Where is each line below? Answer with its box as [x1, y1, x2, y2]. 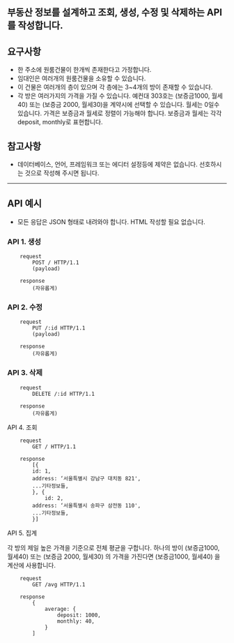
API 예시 [7, 198, 42, 209]
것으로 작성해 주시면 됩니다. [24, 169, 100, 177]
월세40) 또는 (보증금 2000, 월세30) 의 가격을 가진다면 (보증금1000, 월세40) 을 [7, 552, 221, 561]
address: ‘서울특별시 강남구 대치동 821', [32, 475, 141, 482]
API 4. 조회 [7, 423, 38, 431]
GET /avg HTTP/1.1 [32, 581, 86, 588]
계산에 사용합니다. [7, 561, 56, 569]
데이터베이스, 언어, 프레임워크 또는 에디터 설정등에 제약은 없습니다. [17, 160, 198, 169]
